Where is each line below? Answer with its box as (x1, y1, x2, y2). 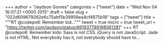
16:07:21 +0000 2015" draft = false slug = (5, 9, 88, 15)
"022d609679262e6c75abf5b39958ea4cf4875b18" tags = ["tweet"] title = (5, 14, 155, 20)
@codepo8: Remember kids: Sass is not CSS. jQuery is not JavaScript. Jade (5, 30, 159, 35)
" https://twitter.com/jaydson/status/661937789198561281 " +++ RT (5, 24, 139, 30)
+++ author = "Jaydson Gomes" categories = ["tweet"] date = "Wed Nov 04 (5, 4, 158, 10)
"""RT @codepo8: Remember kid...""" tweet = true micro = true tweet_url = (5, 19, 156, 25)
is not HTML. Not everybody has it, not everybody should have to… (5, 34, 140, 40)
